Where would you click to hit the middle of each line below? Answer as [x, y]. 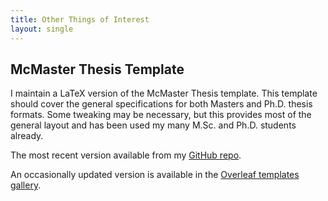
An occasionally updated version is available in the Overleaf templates [155, 175]
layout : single [42, 29]
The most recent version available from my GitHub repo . [126, 155]
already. [27, 136]
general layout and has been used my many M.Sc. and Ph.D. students [153, 125]
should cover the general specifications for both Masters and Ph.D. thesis [161, 104]
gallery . [26, 185]
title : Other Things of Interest [80, 19]
